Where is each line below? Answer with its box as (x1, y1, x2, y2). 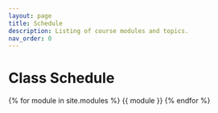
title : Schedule (8, 19, 63, 27)
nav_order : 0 (8, 34, 52, 43)
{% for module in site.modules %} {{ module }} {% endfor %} (8, 96, 211, 106)
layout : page (8, 11, 52, 20)
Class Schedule (8, 69, 115, 87)
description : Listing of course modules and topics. (8, 27, 189, 35)
